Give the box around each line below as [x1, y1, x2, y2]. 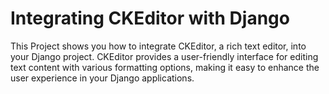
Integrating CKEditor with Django [10, 7, 290, 30]
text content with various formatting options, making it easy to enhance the [10, 61, 320, 73]
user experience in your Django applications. [10, 72, 195, 84]
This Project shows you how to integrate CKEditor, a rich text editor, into [10, 40, 307, 52]
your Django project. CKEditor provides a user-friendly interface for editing [10, 50, 319, 62]
